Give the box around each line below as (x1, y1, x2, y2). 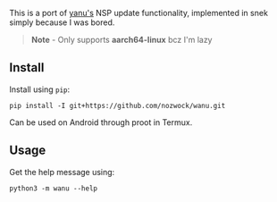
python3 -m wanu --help (9, 183, 98, 193)
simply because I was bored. (9, 17, 115, 28)
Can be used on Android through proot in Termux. (9, 116, 193, 128)
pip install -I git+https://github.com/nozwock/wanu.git (9, 101, 226, 110)
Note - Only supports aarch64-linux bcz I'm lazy (30, 35, 213, 45)
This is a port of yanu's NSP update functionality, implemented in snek (9, 8, 268, 18)
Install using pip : (9, 84, 71, 95)
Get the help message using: (9, 166, 115, 177)
